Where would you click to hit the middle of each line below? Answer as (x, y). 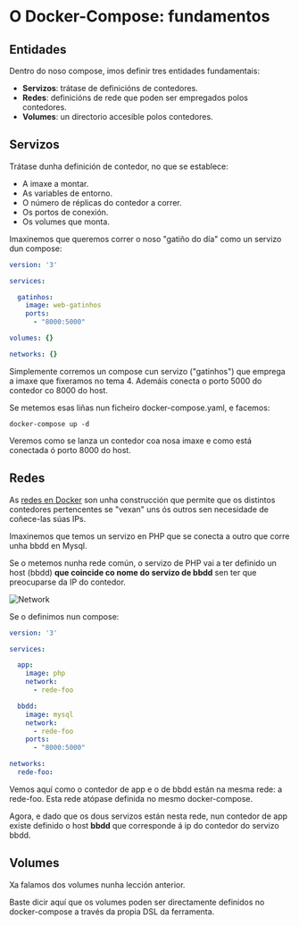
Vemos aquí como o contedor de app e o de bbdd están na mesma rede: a (146, 789)
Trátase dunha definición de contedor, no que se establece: (119, 166)
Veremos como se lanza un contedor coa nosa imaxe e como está (131, 441)
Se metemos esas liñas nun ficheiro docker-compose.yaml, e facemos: (140, 408)
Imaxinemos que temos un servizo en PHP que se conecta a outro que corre (149, 536)
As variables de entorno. (67, 193)
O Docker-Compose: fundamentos (140, 17)
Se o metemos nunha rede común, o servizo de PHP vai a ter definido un (143, 563)
